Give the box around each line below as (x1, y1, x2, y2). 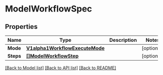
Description (109, 37, 137, 43)
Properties (5, 23, 38, 31)
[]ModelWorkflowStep (26, 53, 79, 59)
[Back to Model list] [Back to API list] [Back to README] (5, 65, 116, 71)
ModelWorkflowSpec (5, 3, 92, 14)
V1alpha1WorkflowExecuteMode (26, 45, 105, 51)
